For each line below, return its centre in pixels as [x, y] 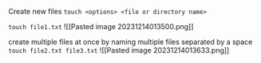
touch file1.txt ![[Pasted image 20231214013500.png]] [101, 26]
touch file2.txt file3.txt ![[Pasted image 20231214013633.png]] [119, 50]
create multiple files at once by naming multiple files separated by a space [130, 42]
